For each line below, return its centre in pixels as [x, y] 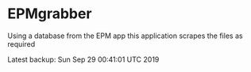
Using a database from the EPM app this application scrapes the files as [125, 36]
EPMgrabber [50, 14]
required [21, 44]
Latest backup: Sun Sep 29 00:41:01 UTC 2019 [83, 59]
